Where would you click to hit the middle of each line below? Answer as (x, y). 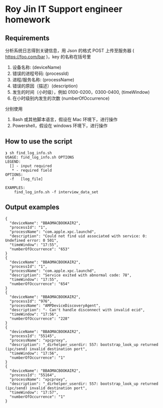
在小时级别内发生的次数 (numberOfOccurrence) (61, 98)
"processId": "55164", (33, 375)
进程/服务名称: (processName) (43, 80)
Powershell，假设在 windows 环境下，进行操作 (60, 126)
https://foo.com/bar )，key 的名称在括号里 (48, 57)
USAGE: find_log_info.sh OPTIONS (40, 157)
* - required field (32, 170)
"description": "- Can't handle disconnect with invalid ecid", (77, 310)
